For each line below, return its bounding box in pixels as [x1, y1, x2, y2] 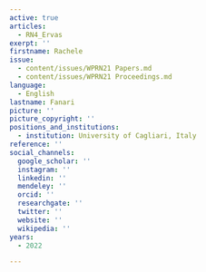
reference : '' [9, 140, 64, 149]
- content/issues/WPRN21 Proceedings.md [17, 73, 172, 82]
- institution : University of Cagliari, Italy [17, 131, 197, 141]
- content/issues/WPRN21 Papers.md [17, 64, 152, 73]
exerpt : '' [9, 38, 51, 48]
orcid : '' [17, 190, 54, 199]
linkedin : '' [17, 173, 67, 182]
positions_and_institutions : [9, 123, 120, 132]
